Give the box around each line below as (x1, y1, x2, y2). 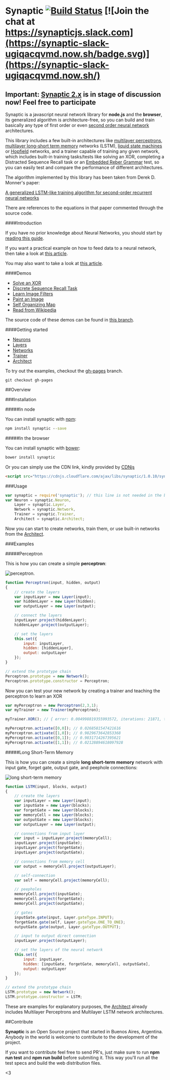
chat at (5, 16, 35, 27)
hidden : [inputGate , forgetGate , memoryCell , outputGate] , (23, 961, 151, 967)
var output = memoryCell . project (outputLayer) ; (14, 864, 116, 869)
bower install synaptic (5, 454, 56, 460)
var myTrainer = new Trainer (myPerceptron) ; (5, 707, 101, 713)
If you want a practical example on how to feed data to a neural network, (5, 245, 157, 251)
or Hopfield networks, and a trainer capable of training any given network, (5, 148, 160, 154)
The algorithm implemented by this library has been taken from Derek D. (5, 174, 156, 180)
